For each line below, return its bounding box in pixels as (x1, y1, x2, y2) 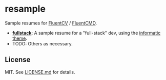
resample (5, 3, 46, 15)
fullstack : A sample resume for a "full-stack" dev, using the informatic (12, 30, 161, 36)
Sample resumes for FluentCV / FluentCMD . (5, 20, 97, 26)
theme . (12, 35, 28, 41)
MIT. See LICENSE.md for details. (5, 69, 75, 75)
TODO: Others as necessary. (12, 40, 73, 46)
